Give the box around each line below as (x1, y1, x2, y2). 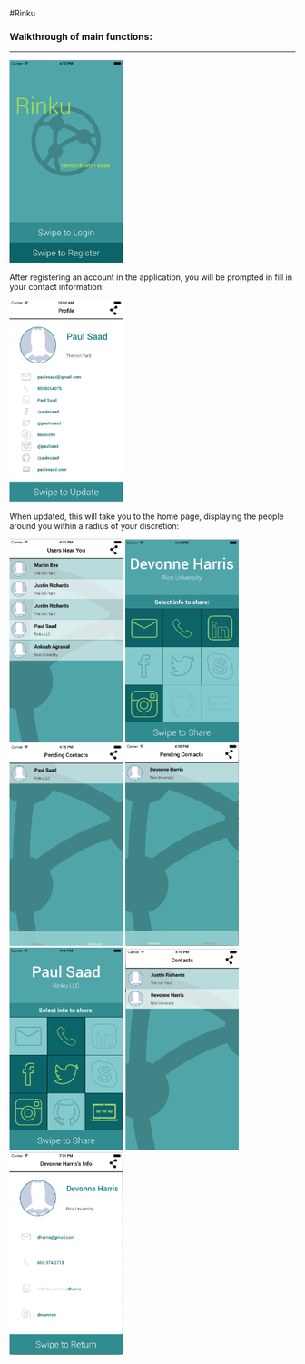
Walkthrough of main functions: (9, 30, 152, 43)
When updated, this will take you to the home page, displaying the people (9, 511, 284, 522)
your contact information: (9, 282, 104, 293)
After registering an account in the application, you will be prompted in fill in (9, 272, 293, 283)
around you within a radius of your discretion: (9, 521, 180, 532)
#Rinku (9, 8, 36, 18)
